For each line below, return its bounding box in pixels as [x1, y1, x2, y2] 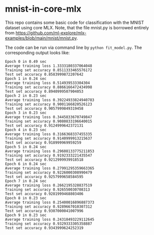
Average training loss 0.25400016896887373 [5, 200, 95, 205]
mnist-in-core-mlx [5, 3, 82, 15]
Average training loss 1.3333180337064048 [5, 63, 92, 68]
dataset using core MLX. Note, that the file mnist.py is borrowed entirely [5, 24, 149, 30]
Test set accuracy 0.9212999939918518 [5, 157, 84, 162]
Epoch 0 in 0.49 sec [5, 59, 47, 64]
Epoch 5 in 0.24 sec [5, 144, 47, 149]
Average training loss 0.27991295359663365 [5, 166, 95, 171]
